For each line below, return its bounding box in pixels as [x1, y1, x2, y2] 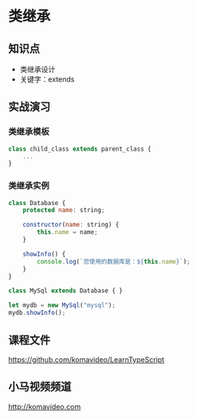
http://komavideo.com [8, 401, 81, 411]
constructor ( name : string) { [22, 221, 120, 229]
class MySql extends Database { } [8, 287, 124, 295]
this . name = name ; [37, 228, 98, 236]
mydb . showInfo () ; [8, 309, 66, 317]
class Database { [8, 199, 66, 207]
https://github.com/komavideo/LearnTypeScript [8, 354, 165, 365]
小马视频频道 [8, 380, 72, 393]
